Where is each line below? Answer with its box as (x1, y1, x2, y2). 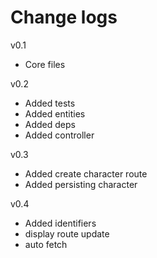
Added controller (24, 129, 95, 141)
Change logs (10, 6, 118, 29)
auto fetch (24, 238, 68, 250)
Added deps (24, 118, 76, 130)
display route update (24, 227, 110, 240)
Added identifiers (24, 217, 97, 229)
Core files (24, 58, 66, 70)
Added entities (24, 107, 86, 120)
